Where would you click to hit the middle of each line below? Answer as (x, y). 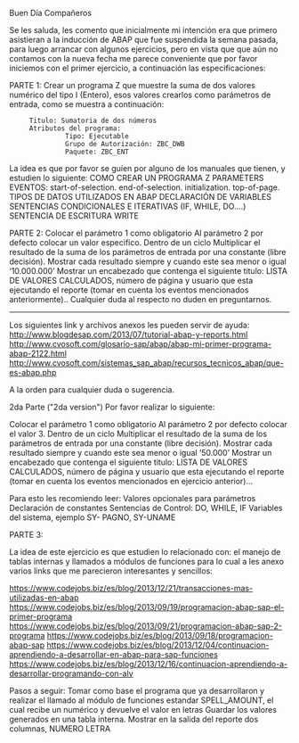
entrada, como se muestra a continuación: (87, 104)
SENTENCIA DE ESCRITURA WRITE (74, 216)
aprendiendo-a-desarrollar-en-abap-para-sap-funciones (113, 654)
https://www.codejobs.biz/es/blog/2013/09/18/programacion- (160, 636)
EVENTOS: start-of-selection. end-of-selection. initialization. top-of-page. (145, 187)
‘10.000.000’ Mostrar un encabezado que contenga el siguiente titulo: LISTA (148, 271)
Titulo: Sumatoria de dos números (93, 120)
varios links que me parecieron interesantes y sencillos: (111, 571)
